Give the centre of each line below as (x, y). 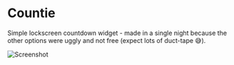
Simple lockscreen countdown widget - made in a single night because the (117, 33)
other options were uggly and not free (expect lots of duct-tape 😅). (107, 40)
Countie (31, 13)
